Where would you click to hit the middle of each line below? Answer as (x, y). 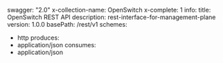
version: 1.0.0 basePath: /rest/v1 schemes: (67, 24)
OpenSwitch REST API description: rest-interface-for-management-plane (111, 17)
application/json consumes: (56, 45)
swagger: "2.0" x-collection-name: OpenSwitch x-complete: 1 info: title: (109, 10)
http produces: (38, 38)
